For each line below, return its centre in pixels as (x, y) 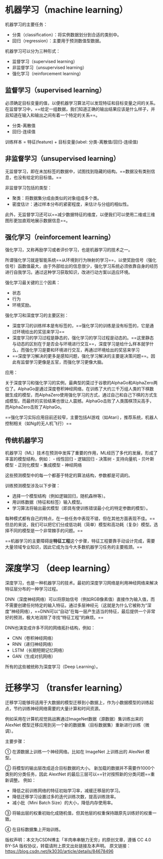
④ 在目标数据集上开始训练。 (34, 829)
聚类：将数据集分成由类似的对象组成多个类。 (57, 198)
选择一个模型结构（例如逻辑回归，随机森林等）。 (60, 496)
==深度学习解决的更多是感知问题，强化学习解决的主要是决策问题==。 (81, 356)
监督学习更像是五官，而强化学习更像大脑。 (63, 362)
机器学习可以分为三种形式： (33, 51)
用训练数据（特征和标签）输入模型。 (48, 502)
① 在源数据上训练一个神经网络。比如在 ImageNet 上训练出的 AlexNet (75, 752)
